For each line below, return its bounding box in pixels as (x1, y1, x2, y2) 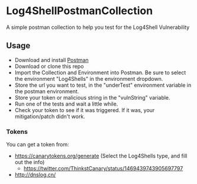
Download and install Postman (14, 56, 89, 63)
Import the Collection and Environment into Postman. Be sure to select (14, 69, 186, 76)
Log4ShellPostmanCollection (6, 4, 153, 18)
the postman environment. (14, 87, 79, 95)
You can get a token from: (6, 141, 69, 148)
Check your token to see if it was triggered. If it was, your (14, 106, 155, 113)
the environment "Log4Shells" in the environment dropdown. (14, 75, 163, 82)
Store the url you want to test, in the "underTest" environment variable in (14, 81, 192, 88)
